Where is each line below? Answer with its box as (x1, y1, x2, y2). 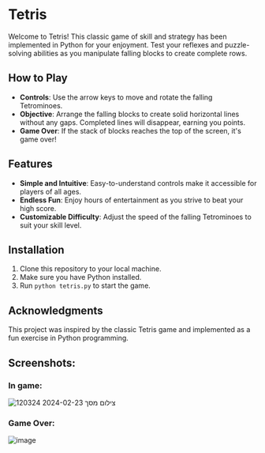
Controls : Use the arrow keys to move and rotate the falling (19, 92, 213, 102)
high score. (19, 203, 57, 213)
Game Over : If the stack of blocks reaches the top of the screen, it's (19, 126, 242, 135)
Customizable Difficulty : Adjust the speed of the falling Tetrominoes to (19, 212, 252, 221)
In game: (8, 379, 43, 391)
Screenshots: (8, 356, 77, 369)
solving (8, 48, 32, 58)
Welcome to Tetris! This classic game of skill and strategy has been (8, 32, 227, 41)
